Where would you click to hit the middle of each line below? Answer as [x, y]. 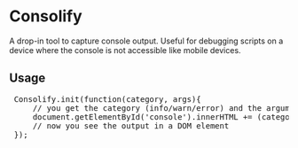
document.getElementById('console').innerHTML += [142, 117]
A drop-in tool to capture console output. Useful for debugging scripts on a [146, 41]
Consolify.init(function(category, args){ [107, 99]
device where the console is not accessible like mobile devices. [125, 50]
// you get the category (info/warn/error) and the [147, 108]
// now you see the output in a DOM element [131, 125]
